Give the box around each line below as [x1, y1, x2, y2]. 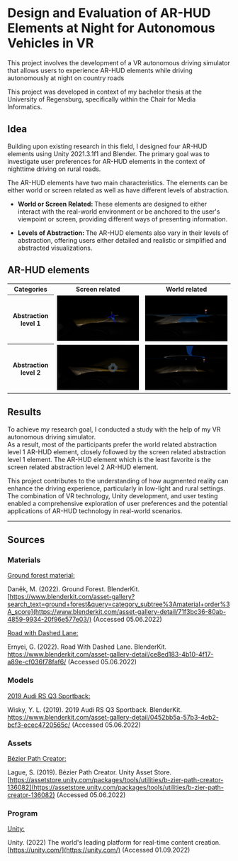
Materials [7, 555, 41, 565]
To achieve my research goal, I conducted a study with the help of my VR [7, 424, 221, 434]
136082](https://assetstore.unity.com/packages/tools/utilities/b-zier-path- [7, 783, 225, 791]
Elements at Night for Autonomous [7, 20, 216, 36]
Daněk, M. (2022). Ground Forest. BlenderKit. [7, 585, 140, 593]
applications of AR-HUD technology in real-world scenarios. [7, 506, 183, 515]
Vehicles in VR [7, 35, 94, 51]
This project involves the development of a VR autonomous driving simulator [7, 58, 230, 67]
